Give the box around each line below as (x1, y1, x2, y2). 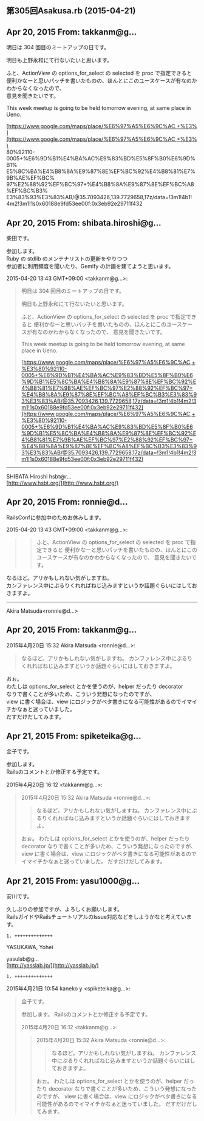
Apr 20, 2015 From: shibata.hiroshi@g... (6, 217, 162, 228)
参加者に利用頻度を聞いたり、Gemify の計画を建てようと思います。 (6, 263, 174, 270)
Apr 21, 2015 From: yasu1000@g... (6, 876, 140, 886)
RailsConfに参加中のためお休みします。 (6, 514, 104, 521)
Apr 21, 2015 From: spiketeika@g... (6, 731, 141, 741)
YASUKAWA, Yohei (6, 944, 53, 951)
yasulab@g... (6, 955, 39, 963)
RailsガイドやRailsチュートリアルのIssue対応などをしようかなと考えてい (6, 913, 187, 921)
